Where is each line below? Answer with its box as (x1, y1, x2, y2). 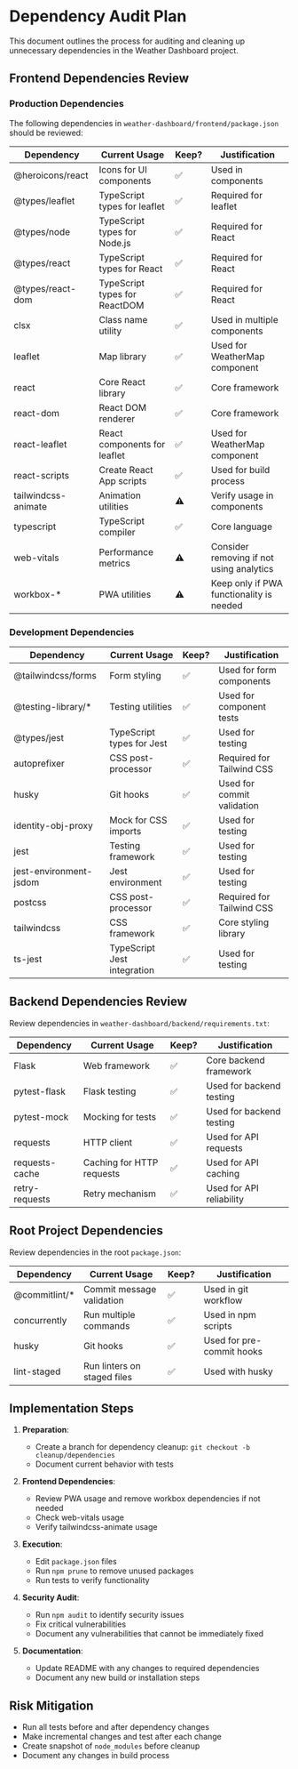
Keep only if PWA (210, 576, 284, 589)
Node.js (98, 237, 131, 249)
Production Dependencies (9, 98, 124, 110)
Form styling (109, 669, 161, 681)
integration (109, 963, 155, 976)
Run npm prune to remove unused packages (35, 1565, 194, 1576)
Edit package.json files (35, 1556, 117, 1567)
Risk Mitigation (9, 1698, 94, 1713)
